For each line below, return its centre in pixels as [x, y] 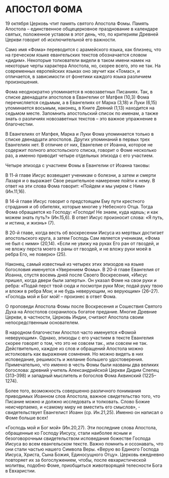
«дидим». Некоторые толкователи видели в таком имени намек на [78, 60]
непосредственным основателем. [42, 322]
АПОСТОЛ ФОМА [44, 9]
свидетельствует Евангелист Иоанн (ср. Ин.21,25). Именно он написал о [84, 412]
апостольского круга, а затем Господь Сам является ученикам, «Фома [82, 238]
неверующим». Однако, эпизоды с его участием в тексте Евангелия [79, 338]
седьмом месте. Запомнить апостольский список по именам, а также [82, 113]
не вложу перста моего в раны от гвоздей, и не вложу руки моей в [78, 249]
